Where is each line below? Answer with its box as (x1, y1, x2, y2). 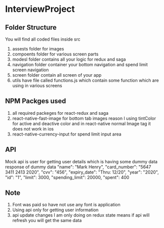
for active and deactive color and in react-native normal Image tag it (12, 120, 151, 127)
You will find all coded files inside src (5, 36, 81, 42)
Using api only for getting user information (12, 207, 99, 213)
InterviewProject (5, 3, 75, 15)
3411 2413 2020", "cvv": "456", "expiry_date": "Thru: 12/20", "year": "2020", (5, 169, 159, 175)
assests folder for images (12, 46, 64, 51)
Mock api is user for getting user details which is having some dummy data (5, 158, 158, 164)
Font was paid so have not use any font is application (12, 202, 121, 208)
